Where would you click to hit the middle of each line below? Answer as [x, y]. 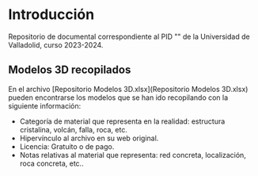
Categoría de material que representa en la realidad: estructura [122, 121]
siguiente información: [45, 105]
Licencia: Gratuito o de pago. [67, 146]
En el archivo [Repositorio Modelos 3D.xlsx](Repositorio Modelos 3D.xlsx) [128, 89]
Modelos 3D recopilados [70, 70]
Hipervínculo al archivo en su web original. [89, 138]
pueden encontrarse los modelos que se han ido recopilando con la [118, 98]
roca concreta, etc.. [52, 163]
